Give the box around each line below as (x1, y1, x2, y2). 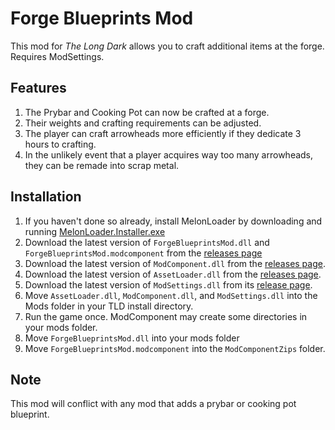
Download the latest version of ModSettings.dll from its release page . (24, 278, 313, 291)
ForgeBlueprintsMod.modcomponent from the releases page (24, 247, 263, 259)
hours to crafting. (24, 138, 97, 150)
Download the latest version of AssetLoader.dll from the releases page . (24, 268, 322, 280)
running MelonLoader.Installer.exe (24, 225, 166, 237)
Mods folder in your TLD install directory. (24, 300, 194, 312)
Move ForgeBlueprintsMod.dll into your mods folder (24, 332, 240, 344)
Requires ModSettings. (10, 50, 105, 62)
